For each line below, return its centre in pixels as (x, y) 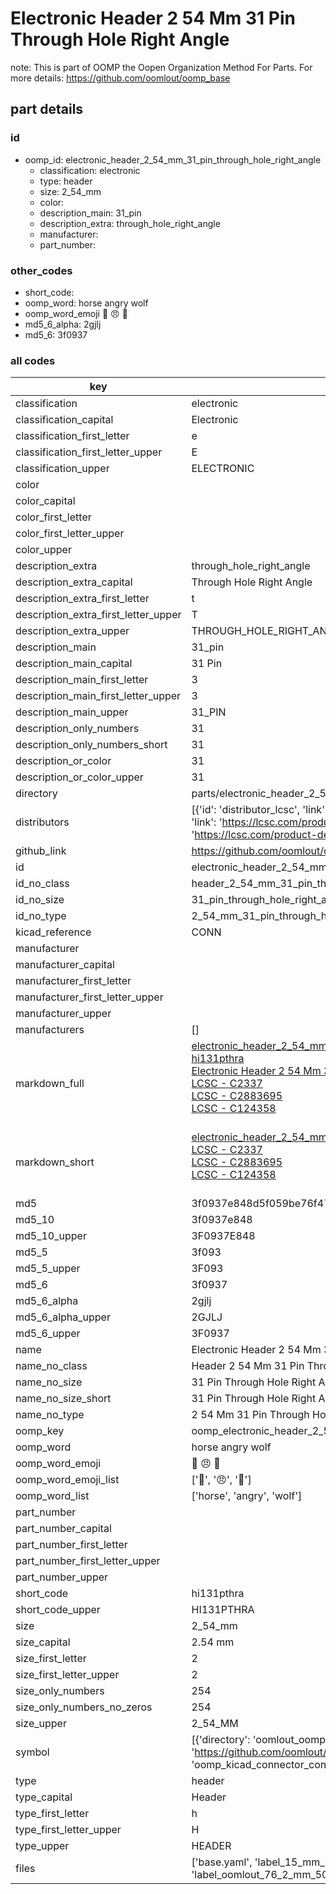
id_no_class (42, 884)
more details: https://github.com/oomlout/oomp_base (120, 78)
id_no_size (40, 900)
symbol (32, 1752)
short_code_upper (58, 1610)
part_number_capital (63, 1529)
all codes (33, 360)
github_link (41, 851)
